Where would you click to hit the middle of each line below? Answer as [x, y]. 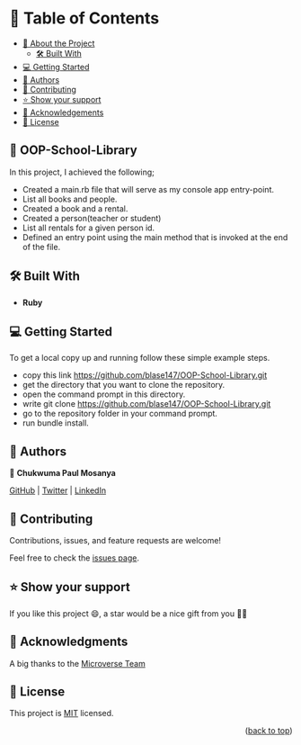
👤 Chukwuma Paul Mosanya [63, 473]
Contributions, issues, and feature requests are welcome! [115, 540]
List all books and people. [70, 199]
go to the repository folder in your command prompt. [120, 414]
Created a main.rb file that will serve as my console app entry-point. [148, 189]
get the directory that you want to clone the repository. [124, 385]
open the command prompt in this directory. [104, 394]
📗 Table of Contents [84, 18]
